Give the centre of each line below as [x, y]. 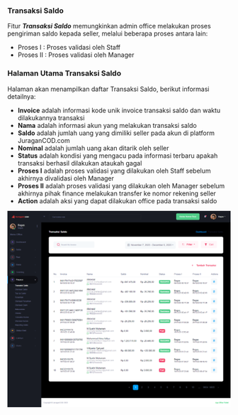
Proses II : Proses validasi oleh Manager [76, 55]
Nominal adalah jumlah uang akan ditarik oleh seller [93, 148]
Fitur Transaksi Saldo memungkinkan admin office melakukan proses [109, 26]
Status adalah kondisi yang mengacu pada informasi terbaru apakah [118, 156]
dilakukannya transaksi [51, 118]
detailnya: [22, 96]
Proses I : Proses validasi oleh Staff [69, 48]
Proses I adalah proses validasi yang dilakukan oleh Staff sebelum [114, 171]
